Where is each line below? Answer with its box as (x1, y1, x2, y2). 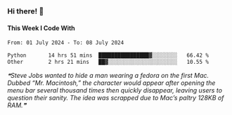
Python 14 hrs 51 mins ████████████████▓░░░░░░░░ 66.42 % (7, 52, 210, 59)
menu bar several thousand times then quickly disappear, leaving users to (7, 86, 223, 94)
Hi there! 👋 (7, 6, 44, 16)
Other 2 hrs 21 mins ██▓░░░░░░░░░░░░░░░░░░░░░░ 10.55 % (7, 58, 210, 65)
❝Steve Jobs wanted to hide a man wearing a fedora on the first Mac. (7, 71, 210, 79)
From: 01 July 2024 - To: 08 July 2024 (7, 39, 124, 46)
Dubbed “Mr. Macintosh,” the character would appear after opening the (7, 79, 216, 87)
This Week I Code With (7, 24, 75, 32)
